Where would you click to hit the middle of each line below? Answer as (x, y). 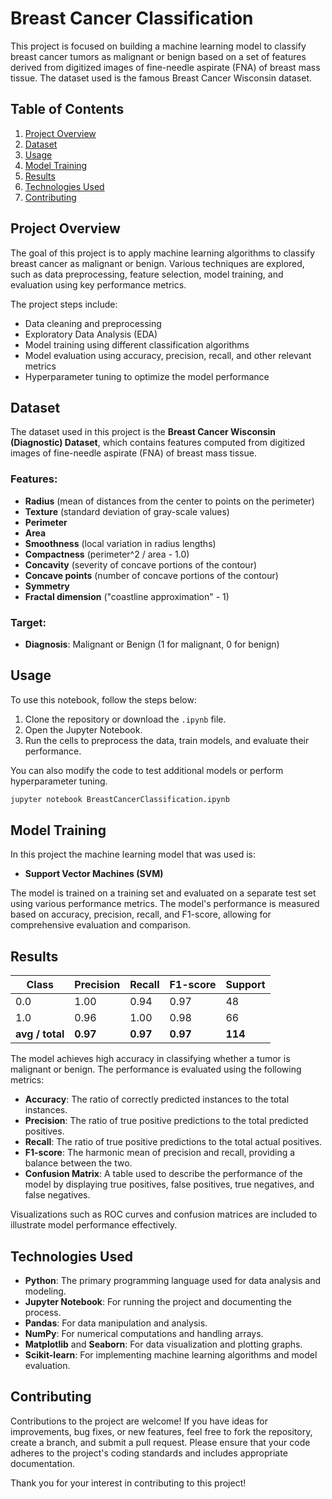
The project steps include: (64, 304)
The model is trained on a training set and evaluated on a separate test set (163, 893)
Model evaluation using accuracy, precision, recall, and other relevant (168, 355)
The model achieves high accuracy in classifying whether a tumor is (150, 1059)
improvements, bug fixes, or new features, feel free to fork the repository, (161, 1431)
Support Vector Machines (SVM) (94, 874)
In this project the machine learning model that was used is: (133, 854)
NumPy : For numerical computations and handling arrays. (144, 1334)
